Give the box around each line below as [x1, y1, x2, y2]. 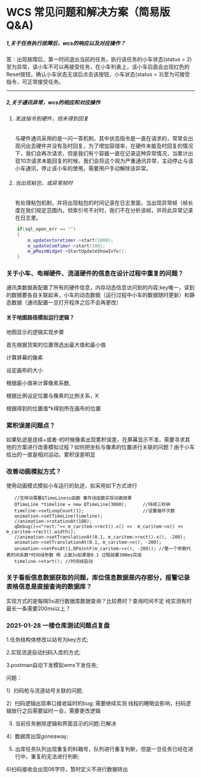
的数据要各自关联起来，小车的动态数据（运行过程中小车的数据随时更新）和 [6, 291, 190, 298]
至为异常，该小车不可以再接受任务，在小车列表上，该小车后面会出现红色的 [6, 64, 190, 71]
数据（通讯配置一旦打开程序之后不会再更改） [11, 299, 121, 306]
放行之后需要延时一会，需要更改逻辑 [11, 707, 100, 714]
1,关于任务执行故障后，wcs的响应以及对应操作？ [6, 40, 126, 47]
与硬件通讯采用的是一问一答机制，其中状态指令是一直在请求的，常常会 [14, 134, 188, 141]
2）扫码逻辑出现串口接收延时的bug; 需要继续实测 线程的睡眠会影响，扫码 [6, 699, 187, 707]
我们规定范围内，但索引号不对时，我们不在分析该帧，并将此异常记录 [25, 206, 193, 213]
